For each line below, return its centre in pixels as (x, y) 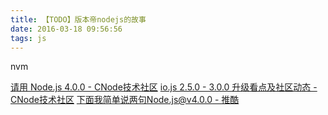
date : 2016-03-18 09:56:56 (66, 29)
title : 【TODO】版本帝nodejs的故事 (78, 19)
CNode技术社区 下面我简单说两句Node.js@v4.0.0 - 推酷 (125, 100)
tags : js (28, 38)
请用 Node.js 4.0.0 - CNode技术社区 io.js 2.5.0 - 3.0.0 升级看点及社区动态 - (164, 87)
